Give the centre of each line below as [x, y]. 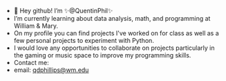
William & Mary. [36, 26]
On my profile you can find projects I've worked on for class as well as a [116, 33]
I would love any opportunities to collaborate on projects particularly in [114, 48]
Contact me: [31, 63]
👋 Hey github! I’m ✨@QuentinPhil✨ [63, 11]
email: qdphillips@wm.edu [51, 70]
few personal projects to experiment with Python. [84, 40]
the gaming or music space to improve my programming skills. [102, 55]
